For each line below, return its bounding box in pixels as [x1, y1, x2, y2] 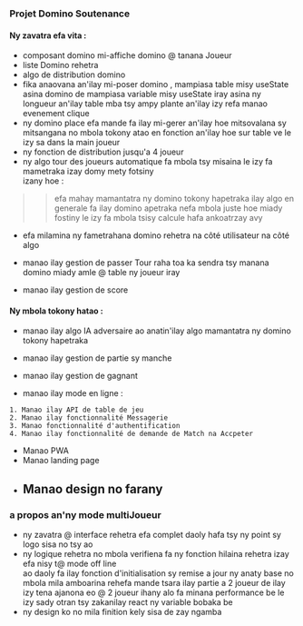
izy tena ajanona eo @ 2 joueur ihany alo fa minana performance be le [22, 587, 285, 598]
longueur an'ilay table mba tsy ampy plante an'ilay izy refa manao [22, 98, 268, 109]
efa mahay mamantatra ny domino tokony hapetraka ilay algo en [54, 194, 295, 204]
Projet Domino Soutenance [9, 7, 130, 20]
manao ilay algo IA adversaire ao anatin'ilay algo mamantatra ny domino [22, 325, 292, 336]
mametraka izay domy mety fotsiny [22, 166, 154, 177]
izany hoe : [22, 175, 64, 186]
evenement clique [22, 108, 90, 119]
